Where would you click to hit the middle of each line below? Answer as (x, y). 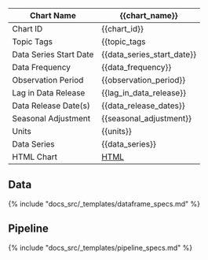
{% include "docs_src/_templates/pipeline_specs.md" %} (100, 247)
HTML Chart (35, 157)
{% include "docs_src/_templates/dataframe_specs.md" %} (104, 203)
